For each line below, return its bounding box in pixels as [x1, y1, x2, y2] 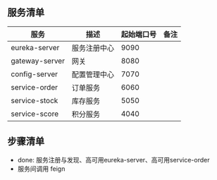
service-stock [11, 95, 58, 105]
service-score [11, 109, 59, 119]
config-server [11, 69, 58, 79]
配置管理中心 [71, 69, 115, 79]
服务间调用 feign [17, 164, 66, 173]
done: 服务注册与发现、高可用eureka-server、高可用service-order [17, 155, 210, 164]
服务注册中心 [71, 43, 115, 53]
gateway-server [11, 56, 66, 66]
